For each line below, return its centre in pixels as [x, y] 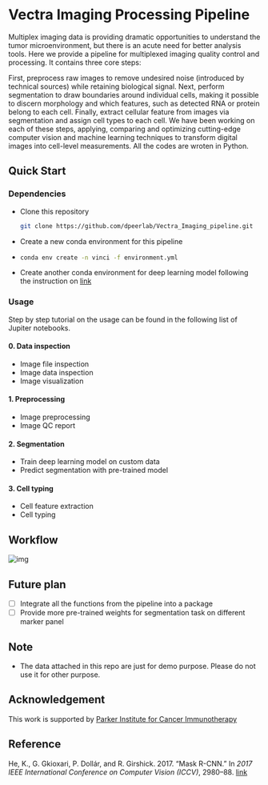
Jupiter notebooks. [39, 328]
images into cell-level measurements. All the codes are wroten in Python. [129, 146]
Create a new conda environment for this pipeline [101, 241]
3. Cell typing [31, 488]
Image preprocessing [55, 417]
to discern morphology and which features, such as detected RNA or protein [134, 103]
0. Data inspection [39, 346]
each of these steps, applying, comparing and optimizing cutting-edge [125, 129]
